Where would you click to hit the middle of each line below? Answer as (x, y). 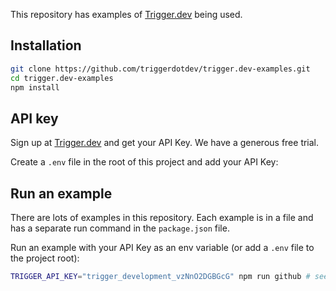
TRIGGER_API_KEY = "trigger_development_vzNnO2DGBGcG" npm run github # (160, 277)
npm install (35, 87)
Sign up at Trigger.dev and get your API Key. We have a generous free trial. (165, 143)
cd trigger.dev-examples (62, 78)
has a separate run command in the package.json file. (120, 228)
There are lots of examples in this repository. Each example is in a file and (162, 218)
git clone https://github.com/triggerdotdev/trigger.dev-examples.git (160, 69)
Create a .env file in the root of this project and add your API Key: (144, 162)
